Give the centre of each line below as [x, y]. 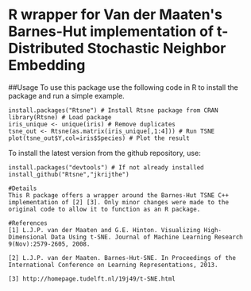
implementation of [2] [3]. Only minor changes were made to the [118, 202]
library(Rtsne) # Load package [60, 117]
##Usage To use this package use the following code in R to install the [123, 87]
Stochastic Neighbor [156, 48]
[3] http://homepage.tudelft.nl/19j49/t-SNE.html [92, 279]
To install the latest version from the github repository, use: [104, 153]
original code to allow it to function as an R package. [104, 209]
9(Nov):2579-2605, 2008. [49, 244]
